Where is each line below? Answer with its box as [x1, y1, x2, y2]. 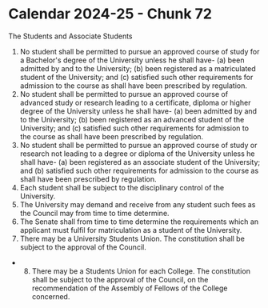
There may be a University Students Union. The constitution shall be [19, 234, 246, 243]
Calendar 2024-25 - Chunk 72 [8, 5, 212, 23]
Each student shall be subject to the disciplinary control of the [19, 182, 225, 192]
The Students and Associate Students [8, 31, 133, 41]
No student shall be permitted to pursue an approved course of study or [19, 140, 258, 150]
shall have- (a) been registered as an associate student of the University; [19, 157, 261, 166]
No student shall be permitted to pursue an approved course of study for [19, 46, 260, 56]
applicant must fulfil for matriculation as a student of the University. [19, 225, 242, 234]
